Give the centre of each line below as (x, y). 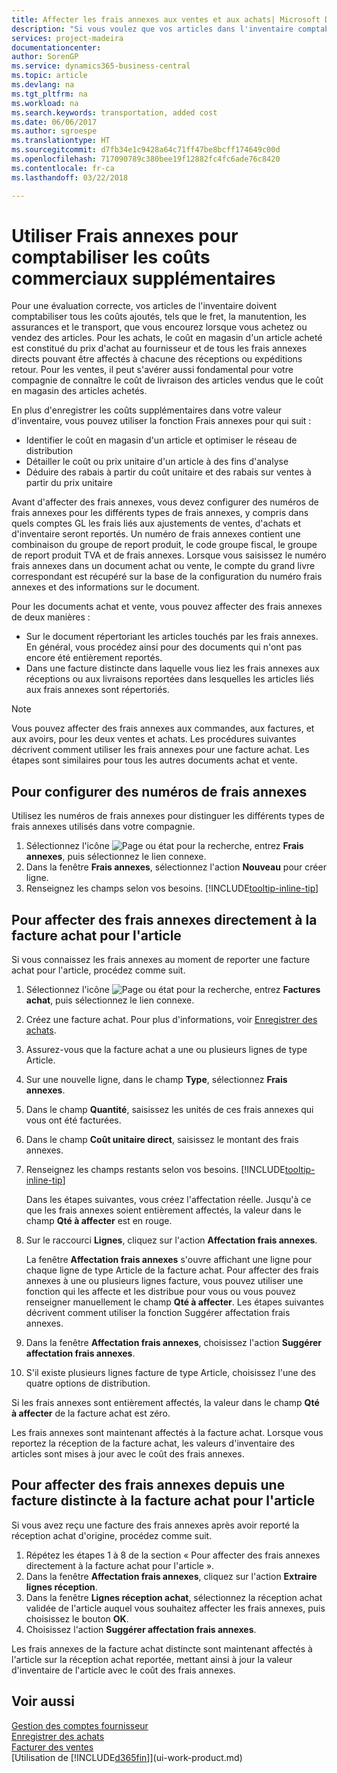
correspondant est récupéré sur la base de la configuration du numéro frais (167, 577)
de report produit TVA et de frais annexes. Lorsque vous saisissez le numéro (169, 555)
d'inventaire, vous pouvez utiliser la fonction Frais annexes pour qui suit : (161, 421)
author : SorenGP (45, 57)
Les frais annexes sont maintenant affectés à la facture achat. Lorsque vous (167, 1433)
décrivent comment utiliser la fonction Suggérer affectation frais (158, 1313)
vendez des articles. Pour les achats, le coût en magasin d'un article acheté (167, 338)
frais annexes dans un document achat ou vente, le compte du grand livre (163, 566)
